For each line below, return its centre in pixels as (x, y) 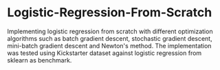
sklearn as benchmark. (40, 60)
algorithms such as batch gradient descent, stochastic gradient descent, (110, 38)
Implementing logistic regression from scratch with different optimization (110, 31)
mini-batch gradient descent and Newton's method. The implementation (109, 46)
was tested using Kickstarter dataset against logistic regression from (104, 53)
